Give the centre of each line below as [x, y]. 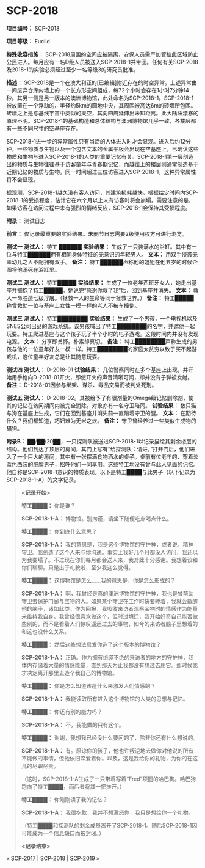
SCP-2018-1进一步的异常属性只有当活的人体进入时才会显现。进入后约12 [96, 141]
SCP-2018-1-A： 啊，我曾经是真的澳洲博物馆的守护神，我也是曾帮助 [107, 593]
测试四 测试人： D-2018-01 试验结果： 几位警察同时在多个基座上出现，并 [97, 370]
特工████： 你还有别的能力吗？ [62, 712]
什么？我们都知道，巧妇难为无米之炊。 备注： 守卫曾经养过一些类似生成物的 [101, 421]
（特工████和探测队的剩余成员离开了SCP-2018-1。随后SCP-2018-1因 [109, 825]
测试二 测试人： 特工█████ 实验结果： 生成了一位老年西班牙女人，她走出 [99, 282]
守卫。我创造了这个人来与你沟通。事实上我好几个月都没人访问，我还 [107, 552]
